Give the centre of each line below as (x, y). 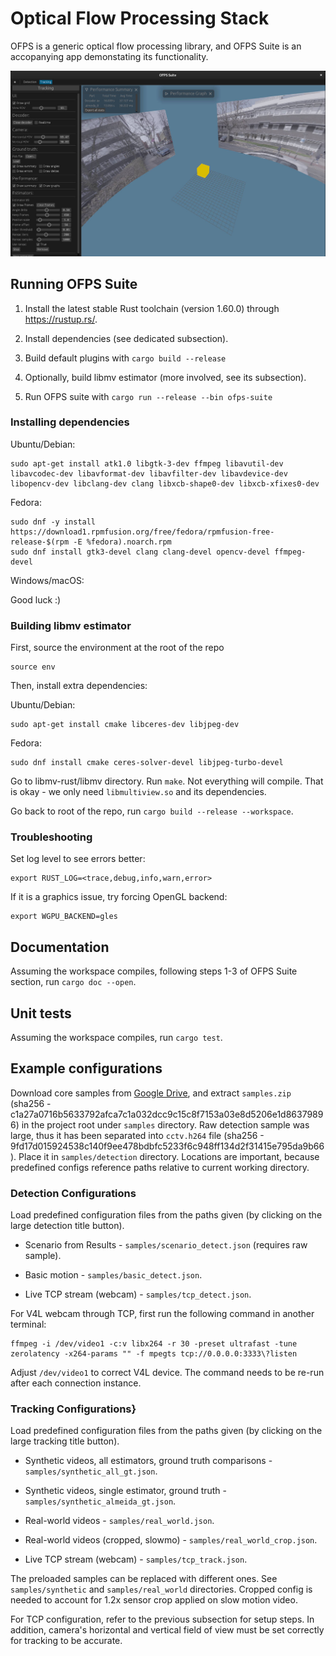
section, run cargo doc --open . (73, 982)
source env (33, 667)
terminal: (28, 1324)
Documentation (60, 947)
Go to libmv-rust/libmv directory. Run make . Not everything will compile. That (167, 781)
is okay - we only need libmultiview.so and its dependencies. (138, 792)
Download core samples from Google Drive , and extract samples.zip (151, 1093)
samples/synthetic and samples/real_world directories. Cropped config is (161, 1589)
